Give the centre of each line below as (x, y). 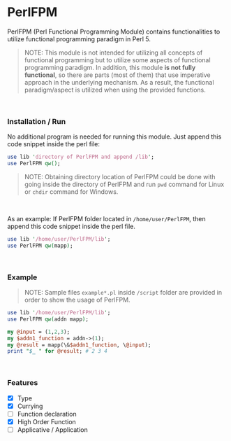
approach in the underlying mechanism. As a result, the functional (119, 82)
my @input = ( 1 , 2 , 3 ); (39, 332)
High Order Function (47, 421)
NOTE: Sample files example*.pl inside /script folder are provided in (123, 293)
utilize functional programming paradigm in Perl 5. (79, 38)
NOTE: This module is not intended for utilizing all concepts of (113, 52)
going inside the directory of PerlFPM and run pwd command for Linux (124, 184)
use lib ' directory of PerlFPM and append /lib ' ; (81, 157)
